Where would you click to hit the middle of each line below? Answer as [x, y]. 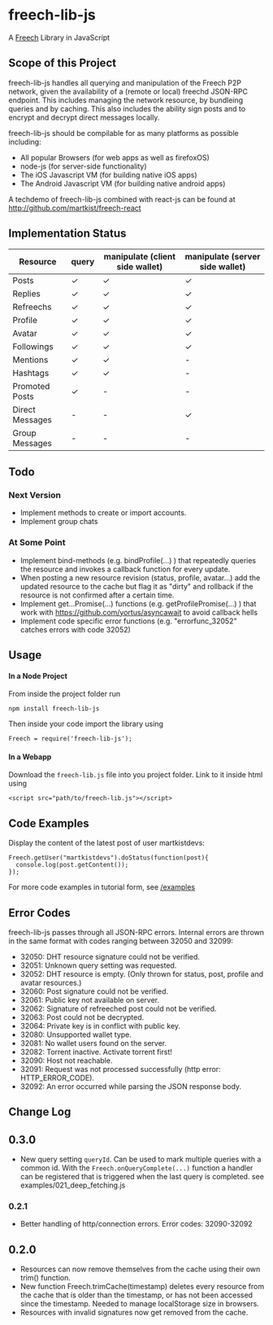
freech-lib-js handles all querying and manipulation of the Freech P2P [125, 82]
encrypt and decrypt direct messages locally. [84, 117]
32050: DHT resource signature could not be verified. [110, 956]
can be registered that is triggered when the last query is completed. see [142, 1177]
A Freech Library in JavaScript [59, 37]
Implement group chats [59, 522]
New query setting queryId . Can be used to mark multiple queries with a [141, 1159]
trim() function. [45, 1278]
